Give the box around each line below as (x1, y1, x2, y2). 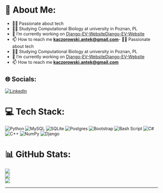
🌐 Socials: (5, 75, 37, 83)
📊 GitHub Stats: (5, 149, 71, 160)
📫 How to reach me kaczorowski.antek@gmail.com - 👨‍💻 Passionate (12, 36, 150, 42)
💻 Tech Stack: (5, 106, 65, 117)
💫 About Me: (5, 4, 56, 16)
